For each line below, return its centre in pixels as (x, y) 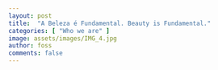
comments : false (36, 53)
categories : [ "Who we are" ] (59, 31)
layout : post (30, 16)
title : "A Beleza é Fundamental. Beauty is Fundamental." (110, 23)
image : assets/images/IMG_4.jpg (63, 38)
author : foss (30, 46)
